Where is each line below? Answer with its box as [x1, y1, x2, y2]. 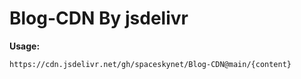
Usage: [9, 40, 41, 52]
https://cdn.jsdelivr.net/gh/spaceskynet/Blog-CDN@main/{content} [9, 59, 292, 69]
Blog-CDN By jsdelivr [9, 7, 189, 30]
